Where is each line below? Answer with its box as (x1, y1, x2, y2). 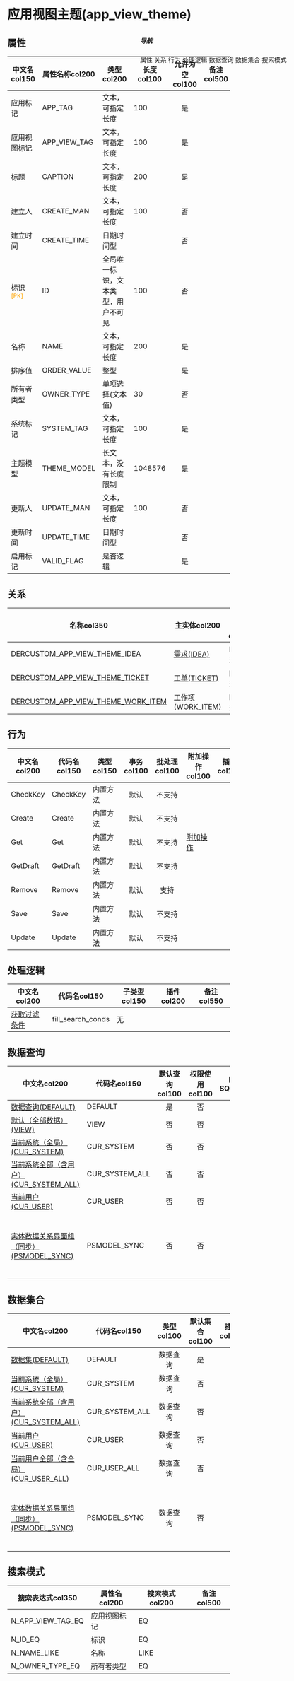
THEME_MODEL (42, 464, 96, 473)
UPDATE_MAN (42, 503, 90, 512)
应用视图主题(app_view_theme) (7, 6, 192, 23)
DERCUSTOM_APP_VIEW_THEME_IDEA (11, 648, 141, 658)
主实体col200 (175, 620, 220, 630)
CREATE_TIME (42, 235, 90, 245)
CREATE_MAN (42, 206, 90, 216)
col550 (199, 996, 224, 1006)
